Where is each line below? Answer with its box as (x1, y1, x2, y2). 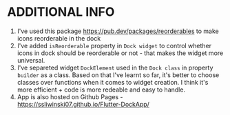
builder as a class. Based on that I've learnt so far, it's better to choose (17, 70, 220, 79)
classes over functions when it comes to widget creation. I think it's (17, 78, 209, 86)
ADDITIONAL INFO (7, 4, 115, 20)
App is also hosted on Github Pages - (17, 92, 123, 101)
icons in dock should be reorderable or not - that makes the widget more (17, 49, 224, 57)
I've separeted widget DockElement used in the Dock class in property (17, 63, 213, 72)
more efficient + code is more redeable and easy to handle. (17, 85, 186, 94)
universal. (17, 56, 45, 64)
